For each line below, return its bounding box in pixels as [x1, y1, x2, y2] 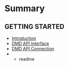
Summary [4, 3, 45, 14]
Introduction [11, 35, 36, 41]
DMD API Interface [11, 41, 49, 46]
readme [18, 56, 34, 62]
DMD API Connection [11, 46, 54, 51]
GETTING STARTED [4, 22, 65, 31]
